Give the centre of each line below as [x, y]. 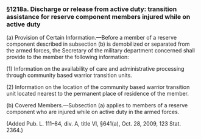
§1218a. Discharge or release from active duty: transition [92, 9]
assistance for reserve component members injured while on [98, 16]
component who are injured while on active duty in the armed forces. [93, 112]
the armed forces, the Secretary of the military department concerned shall [100, 51]
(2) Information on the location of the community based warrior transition [98, 87]
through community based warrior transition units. [69, 76]
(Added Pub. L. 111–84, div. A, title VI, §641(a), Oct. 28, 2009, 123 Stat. [94, 124]
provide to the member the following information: [68, 57]
